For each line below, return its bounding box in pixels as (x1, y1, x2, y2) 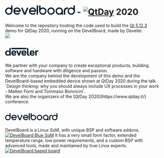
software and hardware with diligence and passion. (5, 67, 109, 73)
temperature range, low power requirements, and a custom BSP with (5, 137, 143, 143)
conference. (5, 99, 30, 104)
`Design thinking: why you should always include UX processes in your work (5, 83, 159, 89)
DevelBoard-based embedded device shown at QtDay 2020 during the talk (5, 78, 156, 84)
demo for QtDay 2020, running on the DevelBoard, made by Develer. (5, 27, 143, 34)
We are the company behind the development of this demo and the (5, 73, 141, 79)
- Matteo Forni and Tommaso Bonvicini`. (5, 88, 86, 94)
